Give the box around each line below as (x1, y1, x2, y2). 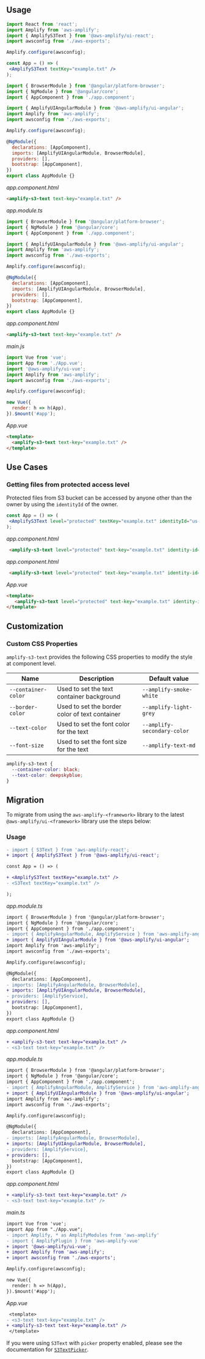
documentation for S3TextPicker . (6, 1346, 89, 1353)
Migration (6, 795, 45, 805)
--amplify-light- (142, 703, 193, 711)
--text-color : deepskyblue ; (12, 772, 84, 778)
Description (79, 674, 114, 683)
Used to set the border (57, 702, 122, 711)
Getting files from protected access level (6, 480, 130, 489)
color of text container (57, 709, 121, 718)
